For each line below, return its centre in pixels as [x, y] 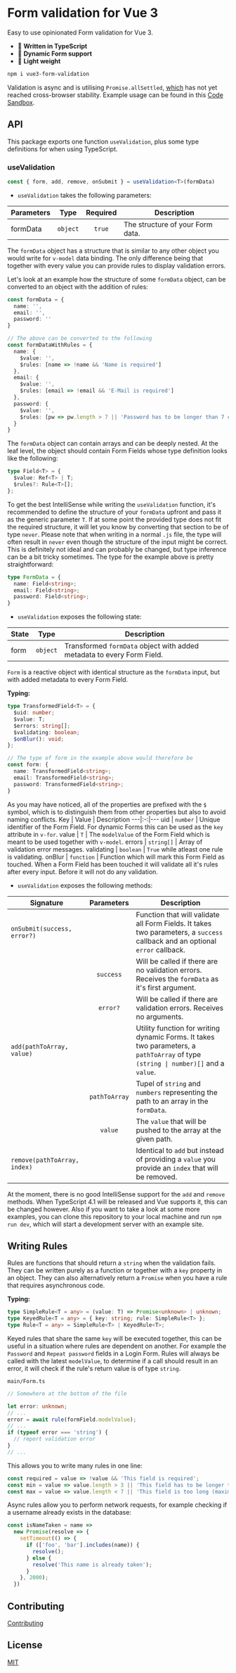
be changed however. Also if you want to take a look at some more [104, 1209]
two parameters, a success [179, 932]
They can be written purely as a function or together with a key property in [115, 1270]
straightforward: [31, 564]
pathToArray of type [169, 1054]
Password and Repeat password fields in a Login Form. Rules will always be [113, 1353]
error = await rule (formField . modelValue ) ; [72, 1420]
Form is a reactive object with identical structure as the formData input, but [113, 672]
